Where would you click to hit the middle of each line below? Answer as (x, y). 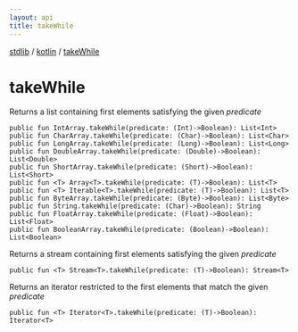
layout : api (31, 17)
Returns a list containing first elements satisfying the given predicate (135, 112)
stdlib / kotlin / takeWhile (54, 51)
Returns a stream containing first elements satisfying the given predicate (143, 254)
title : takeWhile (41, 26)
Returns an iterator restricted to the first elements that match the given (139, 287)
